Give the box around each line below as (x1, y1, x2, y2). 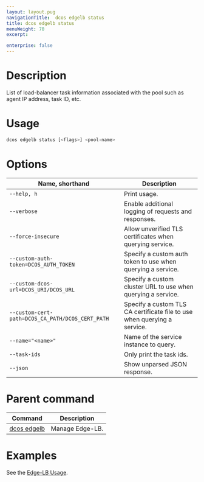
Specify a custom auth (124, 250, 188, 258)
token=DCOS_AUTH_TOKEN (9, 261, 75, 268)
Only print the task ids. (124, 350, 188, 358)
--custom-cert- (9, 309, 53, 316)
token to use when (124, 257, 177, 265)
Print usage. (124, 189, 158, 198)
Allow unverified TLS (124, 225, 183, 233)
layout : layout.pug (6, 9, 56, 15)
